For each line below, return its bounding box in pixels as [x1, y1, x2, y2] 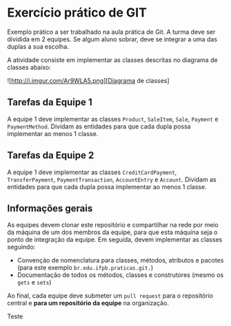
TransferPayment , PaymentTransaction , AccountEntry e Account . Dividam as [7, 175, 217, 184]
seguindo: [7, 243, 36, 251]
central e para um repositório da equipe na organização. [7, 299, 169, 307]
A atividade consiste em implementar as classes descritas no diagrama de [7, 55, 219, 64]
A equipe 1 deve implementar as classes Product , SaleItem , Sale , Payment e [7, 115, 219, 123]
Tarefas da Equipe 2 [7, 150, 94, 162]
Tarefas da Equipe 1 [7, 97, 93, 108]
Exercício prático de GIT [7, 5, 147, 21]
